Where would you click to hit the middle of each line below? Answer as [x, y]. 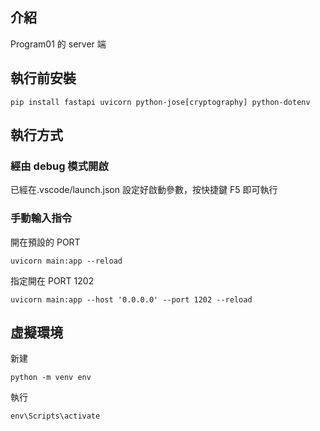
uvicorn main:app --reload [66, 261]
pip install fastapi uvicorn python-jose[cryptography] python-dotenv [160, 102]
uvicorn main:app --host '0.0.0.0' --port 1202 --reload [131, 299]
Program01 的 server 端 [58, 44]
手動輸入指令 [41, 218]
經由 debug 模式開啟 [59, 166]
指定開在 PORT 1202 [52, 280]
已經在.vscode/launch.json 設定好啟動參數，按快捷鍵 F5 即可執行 [144, 190]
